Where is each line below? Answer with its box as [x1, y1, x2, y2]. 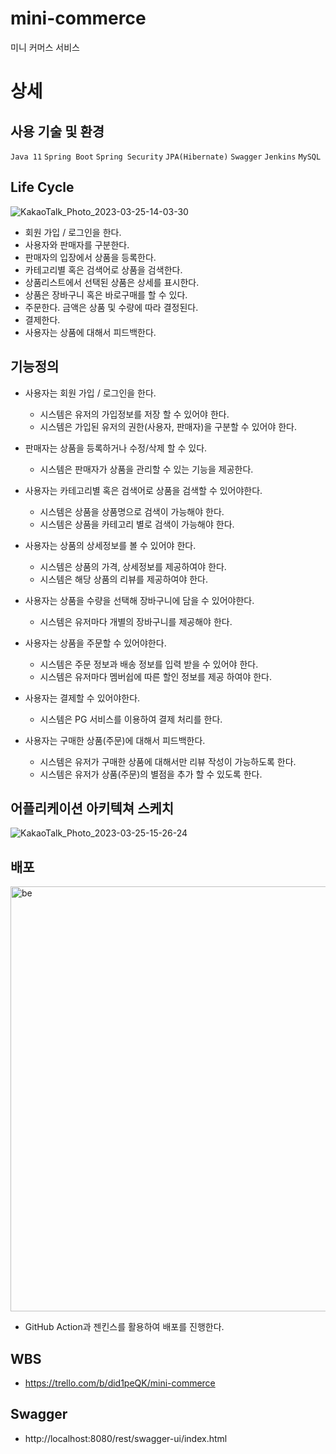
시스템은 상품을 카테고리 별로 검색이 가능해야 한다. [39, 518, 235, 530]
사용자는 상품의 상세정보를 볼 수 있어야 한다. [24, 539, 197, 551]
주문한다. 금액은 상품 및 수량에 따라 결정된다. [24, 301, 199, 313]
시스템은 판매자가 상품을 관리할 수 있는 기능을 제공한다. [39, 463, 254, 475]
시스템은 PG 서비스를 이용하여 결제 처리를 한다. [39, 713, 223, 725]
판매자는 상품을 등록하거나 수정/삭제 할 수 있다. [24, 442, 208, 454]
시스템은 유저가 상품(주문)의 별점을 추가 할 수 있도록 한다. [39, 768, 263, 780]
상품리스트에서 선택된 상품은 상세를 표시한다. [24, 276, 200, 288]
